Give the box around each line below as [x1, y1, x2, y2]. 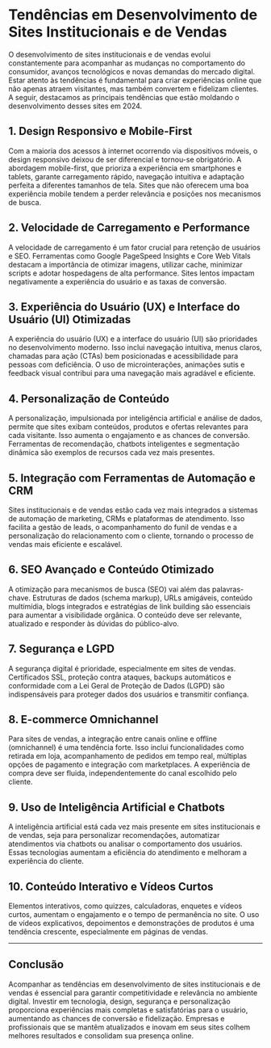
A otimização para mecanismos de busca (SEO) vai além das [8, 584, 211, 594]
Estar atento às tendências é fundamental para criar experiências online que [8, 75, 262, 85]
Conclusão [8, 958, 65, 971]
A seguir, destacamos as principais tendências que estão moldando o [8, 92, 240, 102]
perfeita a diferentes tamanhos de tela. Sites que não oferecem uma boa [8, 180, 249, 190]
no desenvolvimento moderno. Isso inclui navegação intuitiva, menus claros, [8, 343, 262, 352]
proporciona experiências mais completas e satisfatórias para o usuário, [8, 1004, 248, 1015]
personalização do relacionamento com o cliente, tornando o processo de [8, 531, 254, 541]
